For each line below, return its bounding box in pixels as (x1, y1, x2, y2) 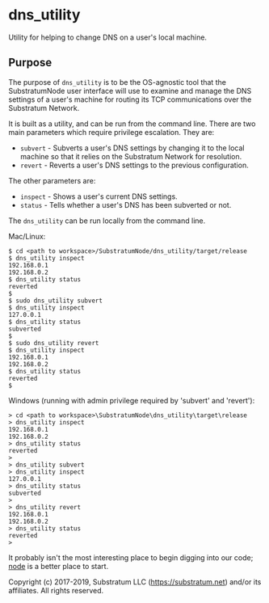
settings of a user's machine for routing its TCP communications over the (8, 95, 252, 104)
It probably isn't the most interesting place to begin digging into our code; (8, 552, 254, 563)
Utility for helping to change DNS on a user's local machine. (8, 32, 208, 42)
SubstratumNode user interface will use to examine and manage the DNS (8, 86, 252, 95)
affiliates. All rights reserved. (8, 585, 104, 595)
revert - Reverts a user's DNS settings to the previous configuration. (19, 160, 249, 170)
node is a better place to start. (8, 561, 109, 571)
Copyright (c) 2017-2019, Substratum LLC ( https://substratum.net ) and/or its (8, 576, 262, 587)
